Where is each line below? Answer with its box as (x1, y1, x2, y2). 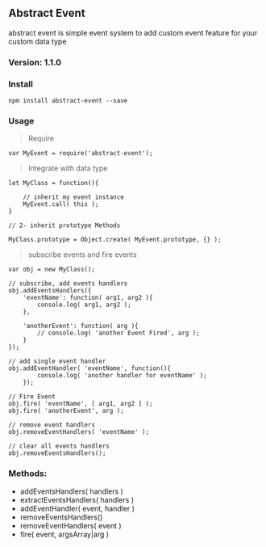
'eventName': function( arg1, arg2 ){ (23, 294, 153, 302)
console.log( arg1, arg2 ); (37, 301, 131, 309)
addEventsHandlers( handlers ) (19, 486, 123, 496)
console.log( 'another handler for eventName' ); (37, 372, 207, 380)
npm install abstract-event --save (8, 97, 128, 105)
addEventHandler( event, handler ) (19, 503, 135, 513)
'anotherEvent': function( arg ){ (23, 322, 139, 330)
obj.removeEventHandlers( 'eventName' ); (8, 428, 150, 436)
